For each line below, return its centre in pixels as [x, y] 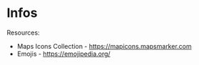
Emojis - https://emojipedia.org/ [64, 54]
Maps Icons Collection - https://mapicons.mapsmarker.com [104, 46]
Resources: [23, 32]
